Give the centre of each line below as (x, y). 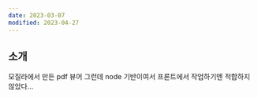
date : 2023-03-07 (37, 15)
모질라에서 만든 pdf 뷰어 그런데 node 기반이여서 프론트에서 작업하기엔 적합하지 (129, 77)
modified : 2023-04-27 (44, 23)
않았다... (21, 86)
